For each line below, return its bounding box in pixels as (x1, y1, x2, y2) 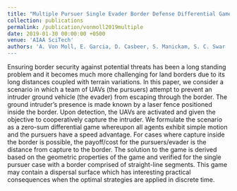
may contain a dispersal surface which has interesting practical (7, 168, 191, 176)
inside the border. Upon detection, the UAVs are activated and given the (7, 108, 217, 116)
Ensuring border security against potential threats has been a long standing (7, 63, 226, 71)
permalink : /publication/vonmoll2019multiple (7, 23, 143, 30)
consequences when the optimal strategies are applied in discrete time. (7, 175, 215, 184)
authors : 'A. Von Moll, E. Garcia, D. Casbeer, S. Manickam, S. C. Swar (7, 43, 226, 50)
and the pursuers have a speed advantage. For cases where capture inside (7, 130, 226, 139)
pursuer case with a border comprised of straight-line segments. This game (7, 161, 228, 168)
